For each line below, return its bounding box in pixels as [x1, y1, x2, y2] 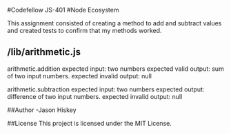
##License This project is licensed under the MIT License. [7, 119, 172, 127]
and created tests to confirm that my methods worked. [7, 27, 162, 34]
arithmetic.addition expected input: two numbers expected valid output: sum [7, 65, 224, 73]
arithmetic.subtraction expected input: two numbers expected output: [7, 85, 205, 93]
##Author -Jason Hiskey [7, 106, 77, 114]
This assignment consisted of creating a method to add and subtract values [7, 19, 222, 27]
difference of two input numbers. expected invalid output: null [7, 92, 183, 100]
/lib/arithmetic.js [7, 46, 81, 58]
